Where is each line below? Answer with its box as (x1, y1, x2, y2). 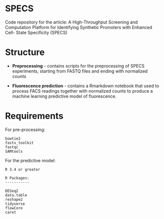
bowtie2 (5, 136, 21, 141)
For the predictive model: (5, 157, 56, 163)
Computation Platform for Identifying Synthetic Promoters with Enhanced (5, 24, 153, 30)
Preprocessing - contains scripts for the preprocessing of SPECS (12, 63, 145, 69)
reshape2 (5, 197, 23, 202)
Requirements (5, 111, 64, 122)
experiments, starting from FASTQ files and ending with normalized (12, 68, 148, 74)
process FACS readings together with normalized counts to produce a (12, 88, 153, 94)
